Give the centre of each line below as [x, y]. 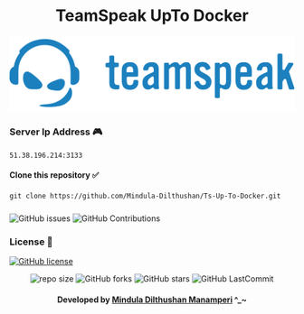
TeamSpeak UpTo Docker [152, 16]
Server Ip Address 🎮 [56, 132]
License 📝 [31, 242]
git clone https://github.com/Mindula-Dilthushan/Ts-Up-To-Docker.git [145, 196]
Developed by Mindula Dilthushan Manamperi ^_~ [152, 300]
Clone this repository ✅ [54, 175]
